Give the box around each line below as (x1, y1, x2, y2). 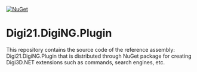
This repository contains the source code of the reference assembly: (6, 46, 175, 53)
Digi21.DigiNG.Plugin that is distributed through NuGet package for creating (6, 52, 192, 60)
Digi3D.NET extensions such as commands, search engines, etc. (6, 58, 165, 65)
